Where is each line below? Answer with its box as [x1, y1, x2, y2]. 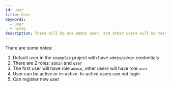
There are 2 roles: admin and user [12, 60, 82, 66]
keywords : [5, 17, 26, 22]
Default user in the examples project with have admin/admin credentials [12, 55, 159, 61]
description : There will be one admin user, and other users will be [5, 31, 156, 36]
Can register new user [12, 76, 60, 82]
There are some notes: [5, 45, 53, 51]
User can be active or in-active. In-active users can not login [12, 71, 140, 76]
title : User [5, 12, 31, 17]
